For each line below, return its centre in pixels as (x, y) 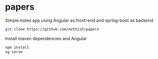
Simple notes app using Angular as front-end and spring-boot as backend (79, 20)
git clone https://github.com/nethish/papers (52, 29)
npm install (17, 47)
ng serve (14, 52)
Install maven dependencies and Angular (46, 38)
